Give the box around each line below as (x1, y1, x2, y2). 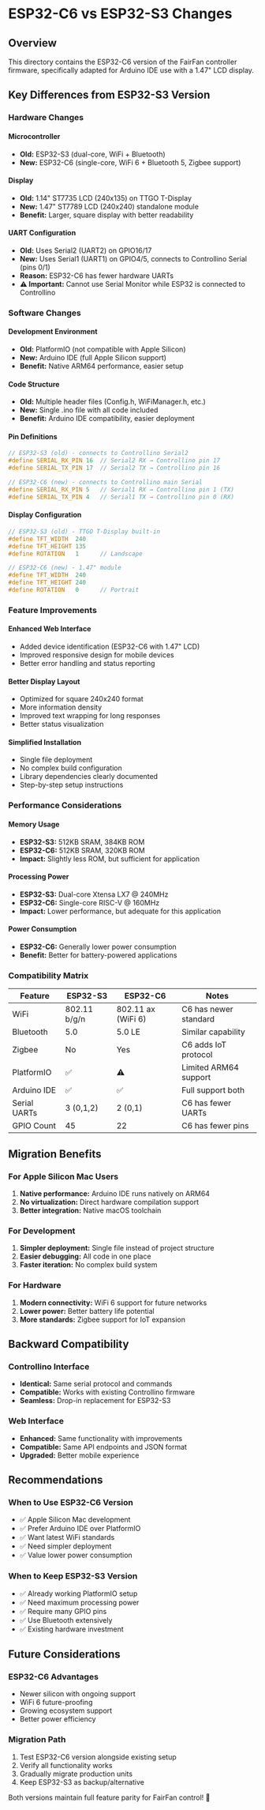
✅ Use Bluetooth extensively (19, 1615, 113, 1624)
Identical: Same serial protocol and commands (19, 1379, 173, 1389)
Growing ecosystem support (19, 1706, 113, 1715)
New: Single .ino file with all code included (19, 405, 159, 415)
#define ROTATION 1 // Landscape (8, 550, 144, 558)
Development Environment (8, 327, 98, 337)
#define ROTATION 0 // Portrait (8, 586, 140, 594)
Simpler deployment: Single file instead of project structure (19, 1244, 215, 1253)
